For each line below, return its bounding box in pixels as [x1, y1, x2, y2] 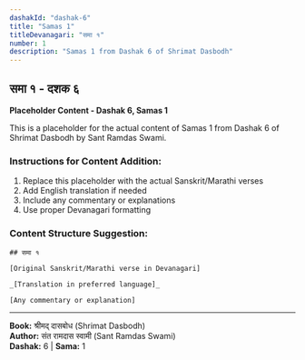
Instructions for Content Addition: [9, 155, 162, 167]
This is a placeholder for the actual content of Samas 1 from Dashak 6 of [9, 122, 280, 133]
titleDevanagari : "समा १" [9, 30, 104, 39]
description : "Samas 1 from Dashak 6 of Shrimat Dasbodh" [9, 47, 233, 56]
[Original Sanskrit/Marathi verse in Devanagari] [9, 264, 202, 273]
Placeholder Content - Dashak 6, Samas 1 [9, 105, 168, 115]
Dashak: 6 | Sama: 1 [9, 340, 86, 351]
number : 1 [9, 38, 47, 48]
